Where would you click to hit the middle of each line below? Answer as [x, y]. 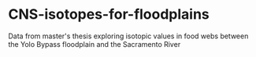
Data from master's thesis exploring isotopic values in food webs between [128, 36]
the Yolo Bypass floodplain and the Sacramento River [95, 44]
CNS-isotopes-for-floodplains [109, 14]
